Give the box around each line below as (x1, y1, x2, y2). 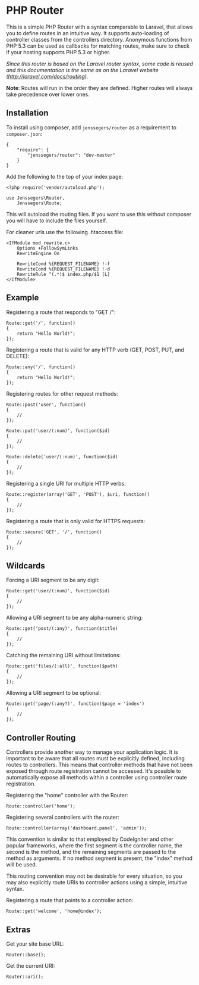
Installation (6, 108, 49, 118)
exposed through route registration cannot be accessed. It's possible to (6, 768, 181, 775)
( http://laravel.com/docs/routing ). (6, 73, 89, 80)
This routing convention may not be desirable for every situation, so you (6, 872, 182, 880)
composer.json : (6, 130, 43, 137)
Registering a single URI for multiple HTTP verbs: (6, 480, 126, 487)
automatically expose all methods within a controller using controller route (6, 774, 187, 781)
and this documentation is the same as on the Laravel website (6, 66, 159, 73)
